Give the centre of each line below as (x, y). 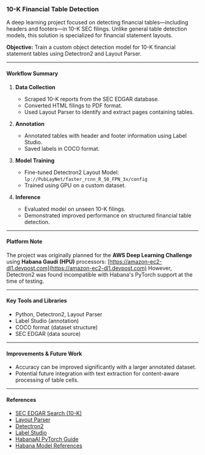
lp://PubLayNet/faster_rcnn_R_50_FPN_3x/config (86, 179)
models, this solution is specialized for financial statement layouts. (89, 35)
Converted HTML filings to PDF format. (73, 105)
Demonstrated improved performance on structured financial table (108, 215)
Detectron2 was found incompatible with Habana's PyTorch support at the (100, 274)
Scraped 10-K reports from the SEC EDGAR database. (92, 99)
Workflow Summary (32, 73)
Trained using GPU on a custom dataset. (75, 185)
